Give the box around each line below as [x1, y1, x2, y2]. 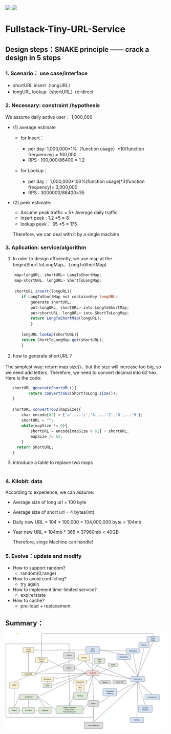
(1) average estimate [12, 124, 56, 131]
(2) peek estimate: [12, 200, 52, 206]
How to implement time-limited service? [12, 586, 97, 593]
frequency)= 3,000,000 [28, 184, 78, 191]
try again [20, 581, 39, 587]
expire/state [20, 592, 46, 598]
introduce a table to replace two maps [12, 459, 93, 466]
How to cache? [12, 597, 45, 603]
